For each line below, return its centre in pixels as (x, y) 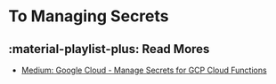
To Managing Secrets (89, 16)
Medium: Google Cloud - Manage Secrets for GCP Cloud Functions (144, 70)
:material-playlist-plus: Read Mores (109, 49)
